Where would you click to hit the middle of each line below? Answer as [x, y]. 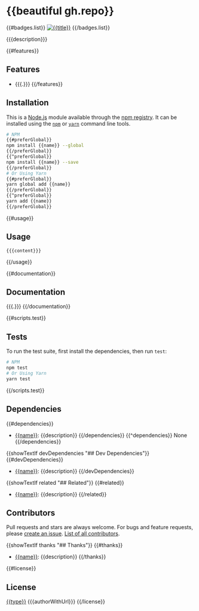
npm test [17, 368]
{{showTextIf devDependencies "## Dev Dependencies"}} [78, 453]
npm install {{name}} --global [45, 146]
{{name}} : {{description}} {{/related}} [61, 494]
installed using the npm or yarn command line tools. [68, 123]
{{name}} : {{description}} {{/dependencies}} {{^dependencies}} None [101, 435]
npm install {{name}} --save [42, 162]
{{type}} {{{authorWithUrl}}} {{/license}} [56, 601]
